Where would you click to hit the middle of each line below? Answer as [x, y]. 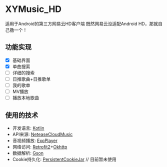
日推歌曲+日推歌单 [31, 79]
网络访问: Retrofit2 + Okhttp [40, 147]
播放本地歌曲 [25, 98]
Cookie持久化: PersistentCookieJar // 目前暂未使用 [64, 159]
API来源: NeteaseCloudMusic [42, 134]
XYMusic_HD [33, 9]
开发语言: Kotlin [28, 128]
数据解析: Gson [28, 153]
